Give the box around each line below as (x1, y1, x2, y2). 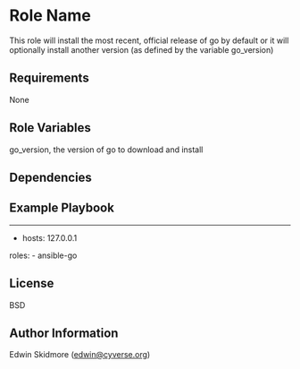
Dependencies (9, 169, 92, 184)
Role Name (9, 5, 91, 26)
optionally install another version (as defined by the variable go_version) (9, 44, 274, 55)
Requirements (9, 71, 89, 86)
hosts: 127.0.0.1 (21, 232, 78, 243)
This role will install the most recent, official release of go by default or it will (9, 35, 289, 46)
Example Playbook (9, 201, 114, 216)
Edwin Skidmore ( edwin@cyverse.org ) (9, 349, 151, 360)
